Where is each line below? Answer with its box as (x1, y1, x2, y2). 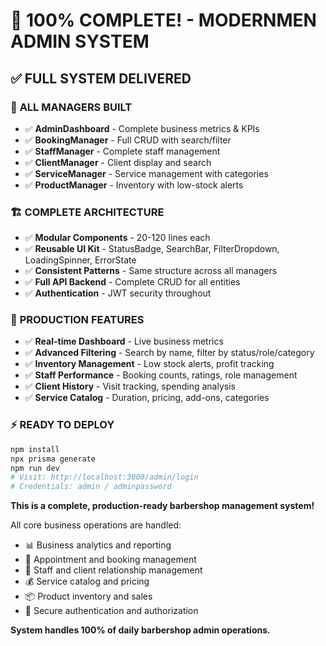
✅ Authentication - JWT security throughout (24, 287, 212, 299)
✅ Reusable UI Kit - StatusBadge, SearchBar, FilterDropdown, (24, 243, 280, 255)
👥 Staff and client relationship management (24, 564, 203, 576)
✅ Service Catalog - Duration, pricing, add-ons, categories (24, 392, 270, 404)
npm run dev (10, 463, 60, 473)
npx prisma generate (10, 454, 97, 464)
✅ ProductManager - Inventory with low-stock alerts (24, 179, 244, 191)
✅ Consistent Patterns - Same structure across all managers (24, 265, 278, 277)
